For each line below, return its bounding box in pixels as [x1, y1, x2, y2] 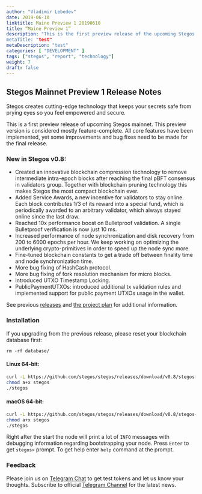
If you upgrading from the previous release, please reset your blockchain [6, 330, 187, 337]
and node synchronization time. [14, 258, 94, 265]
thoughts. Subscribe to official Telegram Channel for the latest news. [6, 481, 177, 488]
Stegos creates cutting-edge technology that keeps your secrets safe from [6, 103, 192, 110]
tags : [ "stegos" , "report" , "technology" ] [6, 53, 114, 59]
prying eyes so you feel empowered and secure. [6, 109, 126, 116]
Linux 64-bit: [6, 361, 40, 368]
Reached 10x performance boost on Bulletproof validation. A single [14, 220, 181, 227]
